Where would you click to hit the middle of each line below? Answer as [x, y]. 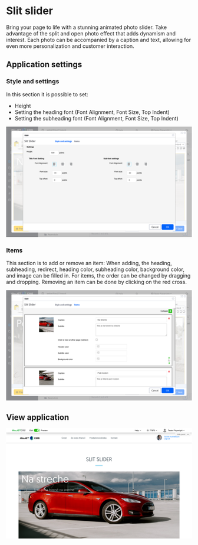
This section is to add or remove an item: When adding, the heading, [89, 263]
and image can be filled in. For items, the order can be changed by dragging [98, 276]
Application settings [44, 65]
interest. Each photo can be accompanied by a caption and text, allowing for [99, 40]
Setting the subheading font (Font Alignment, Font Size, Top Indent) [96, 118]
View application [38, 417]
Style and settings [33, 81]
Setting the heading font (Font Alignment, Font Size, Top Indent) [92, 112]
